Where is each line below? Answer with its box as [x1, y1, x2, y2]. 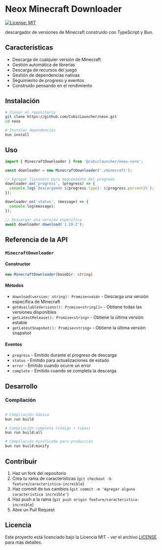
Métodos [5, 282, 24, 288]
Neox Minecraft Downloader [5, 3, 122, 15]
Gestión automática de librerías [12, 61, 75, 67]
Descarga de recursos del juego [12, 67, 77, 73]
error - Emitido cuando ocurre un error [12, 362, 92, 369]
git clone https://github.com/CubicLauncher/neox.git [5, 114, 117, 119]
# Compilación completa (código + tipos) [5, 426, 91, 431]
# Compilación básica [5, 412, 49, 417]
